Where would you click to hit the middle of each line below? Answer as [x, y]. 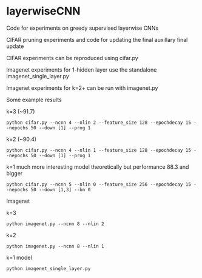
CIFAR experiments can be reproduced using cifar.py [72, 58]
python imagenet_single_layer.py [49, 268]
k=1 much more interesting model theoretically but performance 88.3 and [98, 167]
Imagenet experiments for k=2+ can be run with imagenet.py [82, 88]
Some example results [34, 100]
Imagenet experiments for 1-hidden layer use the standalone [82, 69]
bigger [15, 173]
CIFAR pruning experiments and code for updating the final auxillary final [97, 39]
